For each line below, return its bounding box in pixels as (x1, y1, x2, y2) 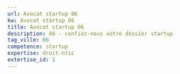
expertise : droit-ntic (7, 50, 75, 57)
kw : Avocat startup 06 (7, 17, 75, 24)
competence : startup (7, 43, 69, 50)
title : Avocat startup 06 (7, 23, 84, 30)
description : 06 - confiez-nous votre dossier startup (7, 30, 174, 37)
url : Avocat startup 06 (7, 10, 78, 18)
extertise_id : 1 (7, 56, 55, 63)
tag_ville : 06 (7, 37, 50, 44)
